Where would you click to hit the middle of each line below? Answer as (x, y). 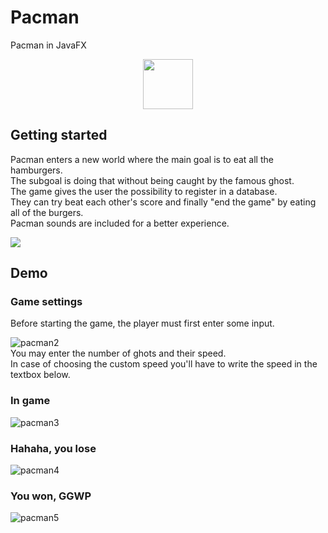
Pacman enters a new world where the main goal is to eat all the (142, 159)
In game (30, 401)
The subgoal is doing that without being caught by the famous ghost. (152, 180)
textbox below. (40, 375)
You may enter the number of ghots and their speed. (118, 353)
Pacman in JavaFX (48, 45)
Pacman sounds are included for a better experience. (120, 223)
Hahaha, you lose (53, 448)
